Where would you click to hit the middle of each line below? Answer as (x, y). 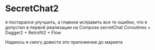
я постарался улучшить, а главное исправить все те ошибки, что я (76, 22)
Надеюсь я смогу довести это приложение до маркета (64, 42)
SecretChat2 (32, 9)
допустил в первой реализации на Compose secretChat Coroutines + (78, 27)
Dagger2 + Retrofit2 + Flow (33, 32)
